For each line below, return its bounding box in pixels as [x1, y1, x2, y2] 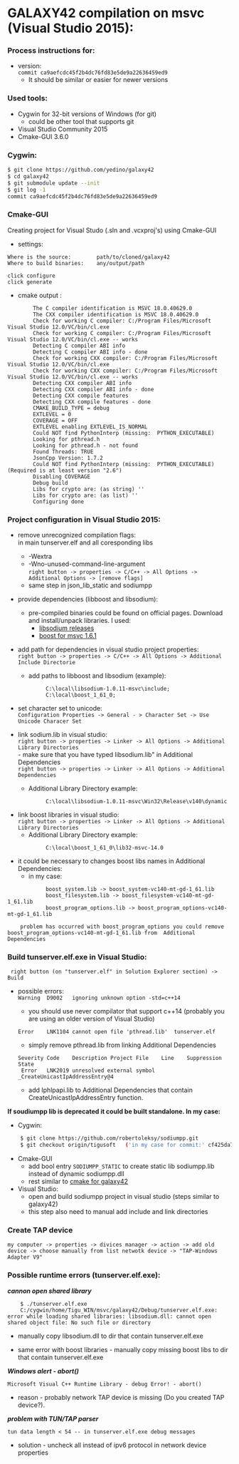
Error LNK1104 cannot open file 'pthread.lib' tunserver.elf [17, 1029, 216, 1036]
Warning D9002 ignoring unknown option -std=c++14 [17, 994, 181, 1002]
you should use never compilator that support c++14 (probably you [28, 1007, 225, 1016]
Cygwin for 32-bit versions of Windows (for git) [17, 109, 157, 118]
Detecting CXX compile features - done [33, 398, 152, 406]
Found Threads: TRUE [33, 448, 94, 455]
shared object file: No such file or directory [7, 1319, 152, 1326]
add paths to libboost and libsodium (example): [28, 671, 166, 680]
